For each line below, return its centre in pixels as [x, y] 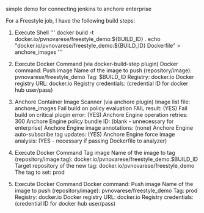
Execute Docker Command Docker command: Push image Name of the [104, 184]
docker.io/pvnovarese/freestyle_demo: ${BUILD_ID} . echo [87, 39]
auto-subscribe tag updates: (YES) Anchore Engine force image [95, 134]
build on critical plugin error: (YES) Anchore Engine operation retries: [101, 115]
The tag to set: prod [39, 172]
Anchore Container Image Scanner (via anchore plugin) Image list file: [102, 102]
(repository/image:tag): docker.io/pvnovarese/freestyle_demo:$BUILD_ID [106, 159]
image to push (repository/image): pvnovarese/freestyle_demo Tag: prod [106, 190]
